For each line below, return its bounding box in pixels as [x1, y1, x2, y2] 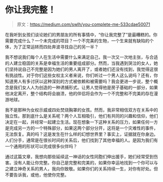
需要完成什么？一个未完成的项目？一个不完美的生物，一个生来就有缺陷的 [5, 37, 149, 44]
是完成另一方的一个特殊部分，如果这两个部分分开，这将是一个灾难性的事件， [5, 125, 158, 131]
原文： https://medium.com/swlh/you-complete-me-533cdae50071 [16, 21, 150, 27]
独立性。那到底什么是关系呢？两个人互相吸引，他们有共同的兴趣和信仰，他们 [5, 113, 158, 119]
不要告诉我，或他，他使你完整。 [5, 172, 69, 178]
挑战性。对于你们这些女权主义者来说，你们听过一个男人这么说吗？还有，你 [9, 72, 158, 78]
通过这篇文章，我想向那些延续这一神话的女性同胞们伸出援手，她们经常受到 [5, 153, 154, 159]
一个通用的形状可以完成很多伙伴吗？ [5, 143, 78, 149]
